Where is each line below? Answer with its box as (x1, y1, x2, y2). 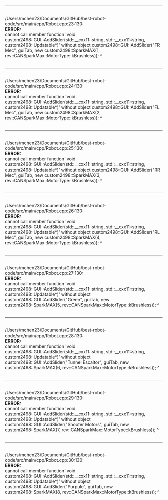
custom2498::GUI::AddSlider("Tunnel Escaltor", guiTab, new (5, 359, 129, 365)
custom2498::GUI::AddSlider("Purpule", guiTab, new (5, 484, 113, 489)
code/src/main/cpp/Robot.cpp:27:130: (5, 270, 83, 276)
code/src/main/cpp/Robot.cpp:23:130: (5, 21, 84, 27)
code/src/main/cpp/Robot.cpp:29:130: (5, 395, 84, 401)
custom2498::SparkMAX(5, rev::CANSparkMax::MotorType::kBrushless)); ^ (5, 302, 160, 308)
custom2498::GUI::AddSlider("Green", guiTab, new (5, 297, 110, 302)
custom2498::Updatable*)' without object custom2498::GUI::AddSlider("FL (5, 104, 160, 110)
